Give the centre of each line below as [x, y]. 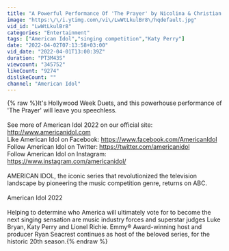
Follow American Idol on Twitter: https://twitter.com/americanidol [98, 147]
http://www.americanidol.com [49, 132]
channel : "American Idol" [44, 84]
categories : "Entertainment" [49, 33]
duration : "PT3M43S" [37, 58]
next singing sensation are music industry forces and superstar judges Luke [114, 219]
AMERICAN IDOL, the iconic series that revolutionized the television [102, 176]
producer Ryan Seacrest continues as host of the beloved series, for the [109, 235]
